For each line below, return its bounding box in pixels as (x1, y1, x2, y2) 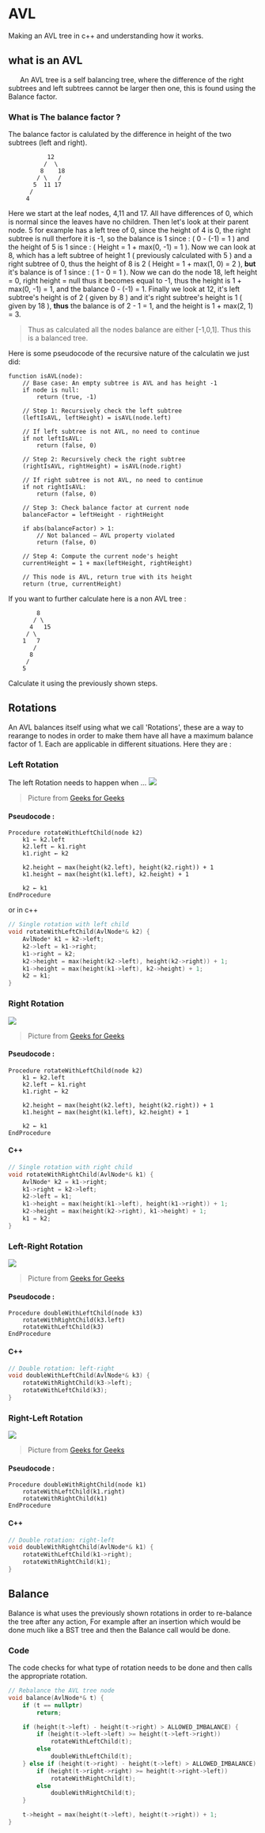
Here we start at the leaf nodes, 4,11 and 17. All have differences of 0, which (8, 209, 253, 218)
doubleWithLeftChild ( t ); (50, 1752, 133, 1761)
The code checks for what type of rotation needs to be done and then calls (8, 1663, 253, 1672)
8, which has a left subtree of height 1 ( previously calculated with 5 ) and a (8, 251, 252, 260)
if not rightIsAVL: (22, 484, 87, 491)
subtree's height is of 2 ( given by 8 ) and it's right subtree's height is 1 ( (8, 293, 243, 302)
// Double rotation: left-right (8, 1364, 115, 1372)
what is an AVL (8, 54, 83, 67)
